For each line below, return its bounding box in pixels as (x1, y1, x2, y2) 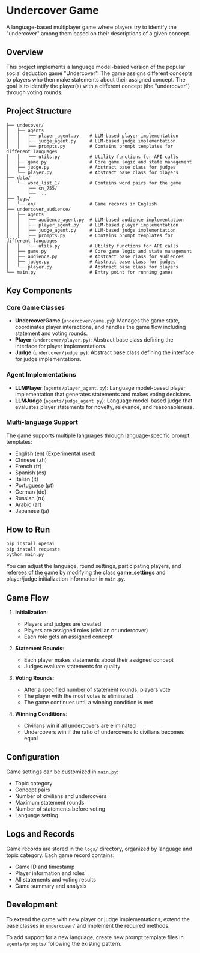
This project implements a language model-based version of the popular (6, 63, 186, 70)
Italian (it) (14, 475, 39, 482)
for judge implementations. (14, 355, 82, 363)
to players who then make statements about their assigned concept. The (6, 76, 186, 83)
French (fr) (14, 462, 42, 470)
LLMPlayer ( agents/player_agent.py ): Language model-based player (14, 384, 186, 391)
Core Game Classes (6, 303, 65, 312)
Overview (6, 47, 44, 58)
